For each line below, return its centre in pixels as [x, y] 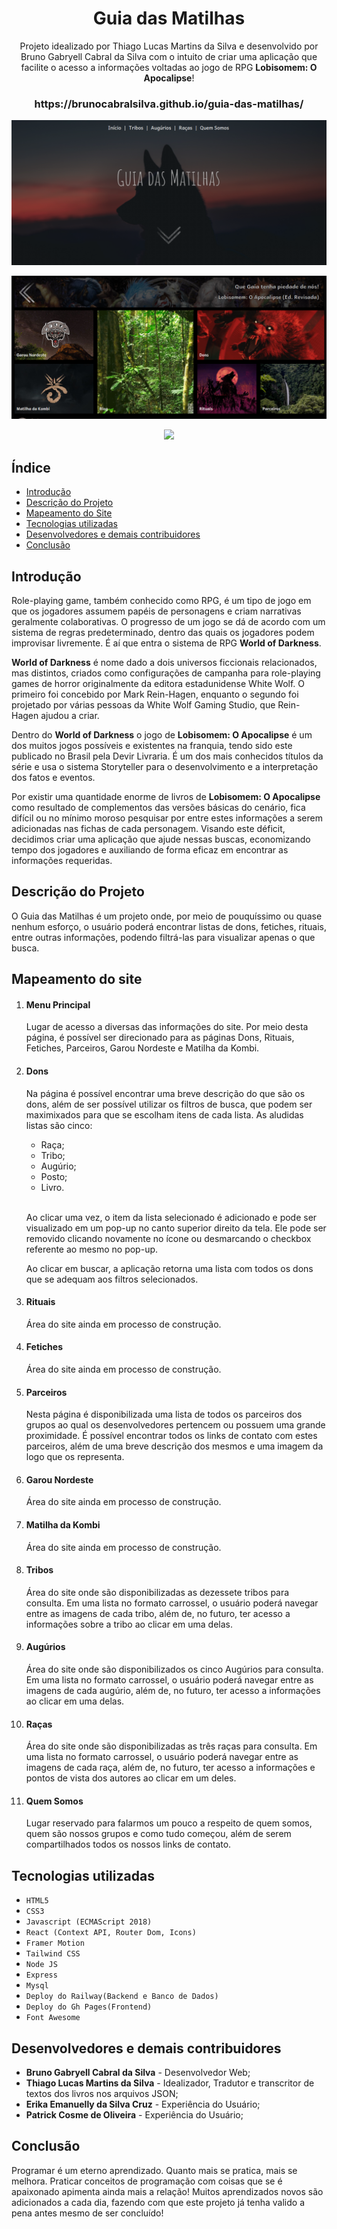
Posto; [54, 1176]
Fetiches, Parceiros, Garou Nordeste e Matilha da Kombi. [142, 1048]
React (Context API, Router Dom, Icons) [111, 1933]
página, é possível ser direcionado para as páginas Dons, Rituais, [160, 1038]
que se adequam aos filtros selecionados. [112, 1279]
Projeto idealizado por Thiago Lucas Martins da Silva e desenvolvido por [169, 46]
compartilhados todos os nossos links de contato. [128, 1844]
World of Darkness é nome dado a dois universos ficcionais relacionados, [164, 663]
